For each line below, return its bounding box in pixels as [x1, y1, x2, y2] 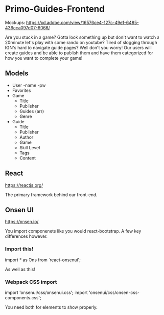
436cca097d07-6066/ [5, 24, 50, 30]
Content [19, 155, 36, 161]
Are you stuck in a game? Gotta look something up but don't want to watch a [5, 34, 160, 40]
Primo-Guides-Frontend [5, 3, 105, 15]
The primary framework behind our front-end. [5, 192, 98, 198]
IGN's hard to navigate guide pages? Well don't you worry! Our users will [5, 45, 152, 50]
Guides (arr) [19, 108, 44, 114]
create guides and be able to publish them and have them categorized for [5, 50, 153, 56]
